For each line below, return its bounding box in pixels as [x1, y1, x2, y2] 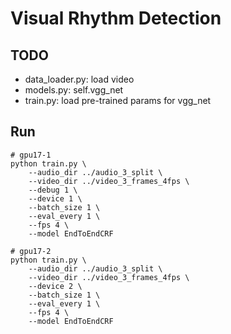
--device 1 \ [28, 193, 83, 204]
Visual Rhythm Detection [10, 7, 222, 30]
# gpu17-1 [10, 150, 52, 160]
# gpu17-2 [10, 246, 52, 256]
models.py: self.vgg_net [24, 84, 124, 96]
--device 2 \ [28, 281, 83, 291]
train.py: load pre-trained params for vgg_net [24, 95, 212, 106]
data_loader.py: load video [24, 73, 135, 85]
